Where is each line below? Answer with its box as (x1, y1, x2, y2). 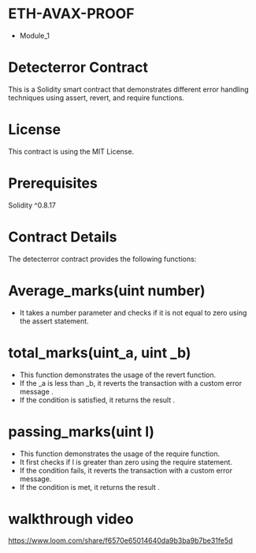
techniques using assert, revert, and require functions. (8, 92, 185, 103)
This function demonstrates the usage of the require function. (19, 449, 221, 458)
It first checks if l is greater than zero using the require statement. (19, 457, 232, 466)
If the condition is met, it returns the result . (19, 482, 160, 491)
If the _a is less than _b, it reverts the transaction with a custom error (19, 378, 243, 387)
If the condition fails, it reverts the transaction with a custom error (19, 465, 232, 475)
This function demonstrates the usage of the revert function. (19, 370, 217, 379)
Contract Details (8, 228, 117, 245)
